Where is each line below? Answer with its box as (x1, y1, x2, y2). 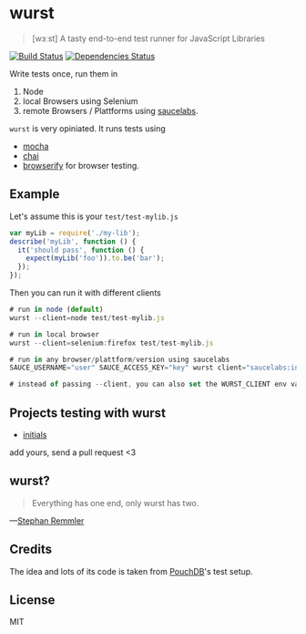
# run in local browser (9, 329, 100, 339)
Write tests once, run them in (9, 68, 118, 79)
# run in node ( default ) (9, 305, 104, 314)
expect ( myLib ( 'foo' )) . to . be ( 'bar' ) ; (25, 254, 166, 263)
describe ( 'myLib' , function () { (9, 236, 137, 246)
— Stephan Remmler (9, 514, 85, 526)
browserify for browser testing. (22, 160, 139, 171)
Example (9, 186, 60, 203)
